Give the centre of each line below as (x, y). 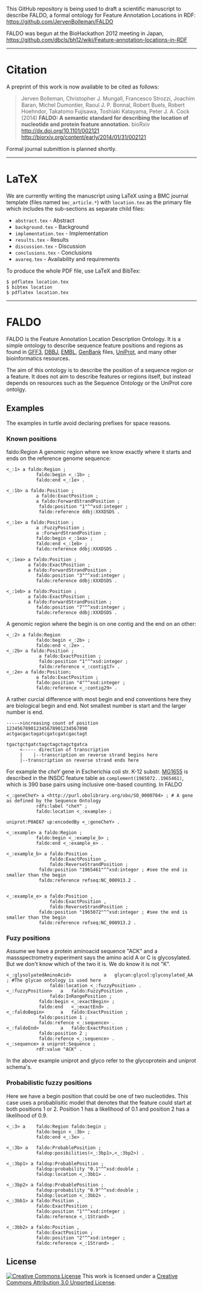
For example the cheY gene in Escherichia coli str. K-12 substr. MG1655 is (97, 771)
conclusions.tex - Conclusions (53, 252)
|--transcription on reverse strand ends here (79, 760)
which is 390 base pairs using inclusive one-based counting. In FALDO (94, 784)
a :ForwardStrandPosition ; (71, 533)
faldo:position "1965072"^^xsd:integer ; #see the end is (113, 912)
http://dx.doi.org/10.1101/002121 (60, 130)
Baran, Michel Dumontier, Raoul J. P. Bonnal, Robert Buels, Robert (103, 105)
